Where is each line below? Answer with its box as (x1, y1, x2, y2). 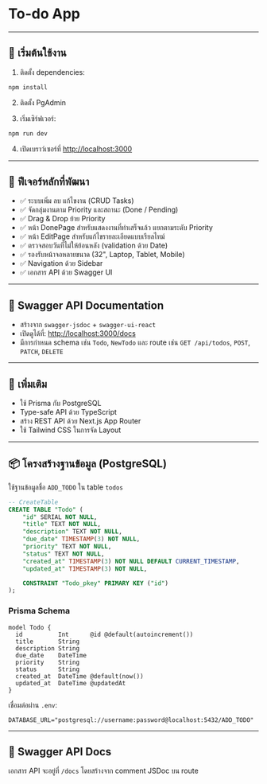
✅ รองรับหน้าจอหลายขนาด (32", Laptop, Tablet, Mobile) (19, 250, 185, 259)
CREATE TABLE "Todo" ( (8, 505, 83, 513)
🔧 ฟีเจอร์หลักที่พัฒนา (8, 174, 90, 188)
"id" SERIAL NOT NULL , (22, 513, 98, 521)
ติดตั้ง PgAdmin (19, 97, 66, 107)
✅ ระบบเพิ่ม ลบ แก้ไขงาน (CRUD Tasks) (19, 196, 134, 205)
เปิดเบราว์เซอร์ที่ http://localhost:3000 (19, 144, 133, 154)
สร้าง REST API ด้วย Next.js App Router (19, 415, 141, 426)
